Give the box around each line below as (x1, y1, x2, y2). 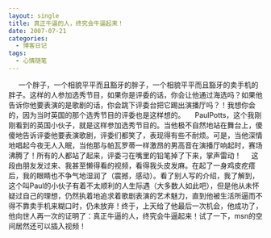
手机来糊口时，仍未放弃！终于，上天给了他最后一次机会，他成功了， (35, 201, 263, 211)
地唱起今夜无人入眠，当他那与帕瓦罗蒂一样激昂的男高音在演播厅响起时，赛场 (8, 140, 263, 150)
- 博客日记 (15, 42, 48, 50)
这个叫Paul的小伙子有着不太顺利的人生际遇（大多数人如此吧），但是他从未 (8, 181, 252, 190)
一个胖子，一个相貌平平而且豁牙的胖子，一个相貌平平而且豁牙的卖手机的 (18, 80, 259, 90)
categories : (8, 34, 48, 43)
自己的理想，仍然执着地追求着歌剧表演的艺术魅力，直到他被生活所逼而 (22, 190, 256, 200)
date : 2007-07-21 (8, 27, 67, 35)
